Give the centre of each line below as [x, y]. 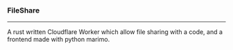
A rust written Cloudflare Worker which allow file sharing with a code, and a [115, 32]
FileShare [24, 10]
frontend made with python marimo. [59, 40]
